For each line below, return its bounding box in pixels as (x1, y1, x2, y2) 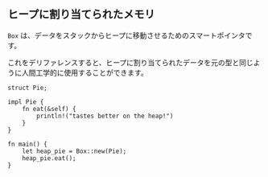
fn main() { (7, 140, 47, 148)
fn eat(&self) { (22, 105, 77, 113)
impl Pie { (7, 97, 44, 106)
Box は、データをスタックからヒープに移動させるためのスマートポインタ (7, 31, 246, 40)
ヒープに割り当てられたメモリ (7, 7, 155, 22)
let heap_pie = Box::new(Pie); (22, 147, 127, 155)
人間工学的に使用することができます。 (21, 68, 148, 77)
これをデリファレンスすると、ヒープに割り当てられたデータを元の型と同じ (7, 57, 254, 67)
